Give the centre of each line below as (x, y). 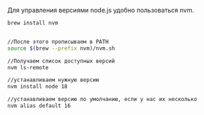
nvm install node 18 (38, 87)
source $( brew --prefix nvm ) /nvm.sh (61, 48)
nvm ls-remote (28, 67)
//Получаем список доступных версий (61, 61)
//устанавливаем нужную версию (53, 80)
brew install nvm (33, 23)
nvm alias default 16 (39, 106)
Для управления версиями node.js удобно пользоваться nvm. (101, 10)
